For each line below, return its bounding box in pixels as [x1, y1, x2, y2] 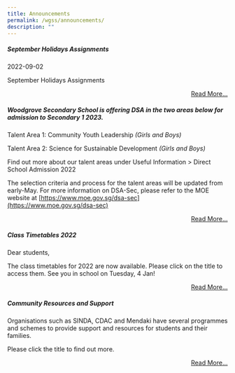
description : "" [7, 23, 55, 30]
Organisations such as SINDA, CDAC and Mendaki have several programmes [7, 316, 228, 325]
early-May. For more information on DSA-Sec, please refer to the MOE [7, 186, 210, 195]
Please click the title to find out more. [7, 345, 115, 353]
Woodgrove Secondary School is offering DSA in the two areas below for [7, 106, 224, 114]
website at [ [7, 194, 41, 202]
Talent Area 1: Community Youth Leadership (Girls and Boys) [7, 131, 182, 139]
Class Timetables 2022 [7, 230, 77, 239]
